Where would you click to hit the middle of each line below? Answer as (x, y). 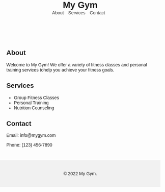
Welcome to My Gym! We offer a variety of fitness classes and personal (77, 65)
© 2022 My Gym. (80, 174)
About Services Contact (78, 13)
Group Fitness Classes (36, 98)
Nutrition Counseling (34, 108)
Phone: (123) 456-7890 (29, 145)
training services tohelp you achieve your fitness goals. (60, 70)
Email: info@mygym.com (31, 136)
